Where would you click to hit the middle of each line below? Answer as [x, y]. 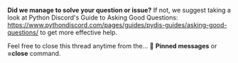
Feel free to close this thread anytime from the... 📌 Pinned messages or [112, 46]
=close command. [34, 53]
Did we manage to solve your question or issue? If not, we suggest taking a [119, 10]
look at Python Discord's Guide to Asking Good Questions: [93, 17]
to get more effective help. [79, 32]
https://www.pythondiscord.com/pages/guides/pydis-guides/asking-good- [117, 25]
